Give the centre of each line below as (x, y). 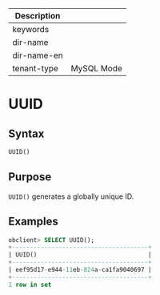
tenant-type (35, 69)
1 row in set (30, 285)
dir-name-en (38, 55)
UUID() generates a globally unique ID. (71, 196)
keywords (31, 29)
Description (38, 16)
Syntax (26, 133)
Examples (33, 222)
